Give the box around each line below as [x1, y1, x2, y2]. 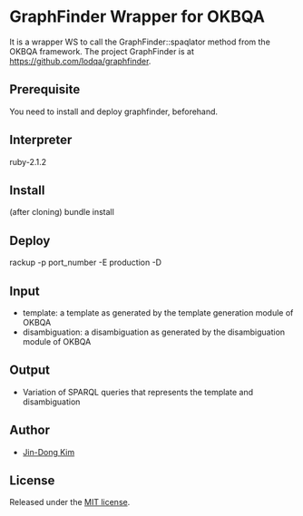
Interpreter [9, 132, 73, 148]
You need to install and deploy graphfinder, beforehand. [9, 106, 219, 117]
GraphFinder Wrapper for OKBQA [9, 6, 266, 27]
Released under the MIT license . [9, 497, 131, 508]
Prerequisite [9, 82, 81, 97]
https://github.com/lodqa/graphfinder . [9, 55, 151, 66]
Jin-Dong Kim [22, 446, 75, 457]
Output [9, 363, 50, 378]
